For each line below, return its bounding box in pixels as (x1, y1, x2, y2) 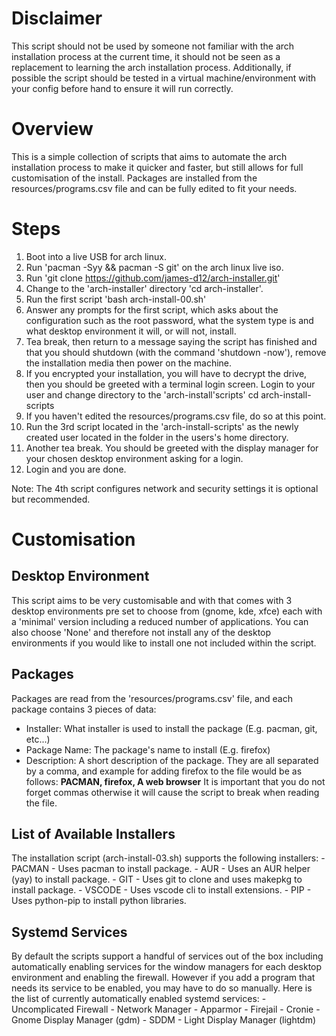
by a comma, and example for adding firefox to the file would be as (25, 765, 303, 777)
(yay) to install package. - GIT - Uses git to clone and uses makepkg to (11, 873, 303, 886)
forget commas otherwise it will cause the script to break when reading (25, 786, 320, 798)
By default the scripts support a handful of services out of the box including (11, 950, 324, 962)
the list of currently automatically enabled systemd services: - (11, 993, 267, 1005)
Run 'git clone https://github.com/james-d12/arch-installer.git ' (25, 272, 281, 284)
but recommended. (11, 493, 91, 505)
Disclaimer (11, 7, 103, 30)
